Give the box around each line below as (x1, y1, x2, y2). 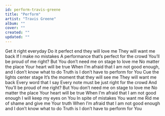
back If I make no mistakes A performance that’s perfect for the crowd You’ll (5, 53, 160, 59)
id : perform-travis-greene (5, 7, 61, 12)
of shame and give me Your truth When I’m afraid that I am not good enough (5, 100, 161, 106)
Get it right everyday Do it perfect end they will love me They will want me (5, 48, 156, 54)
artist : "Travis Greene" (5, 16, 56, 21)
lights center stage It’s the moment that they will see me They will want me (5, 74, 157, 80)
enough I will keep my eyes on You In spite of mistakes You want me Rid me (5, 95, 160, 101)
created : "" (5, 30, 30, 35)
